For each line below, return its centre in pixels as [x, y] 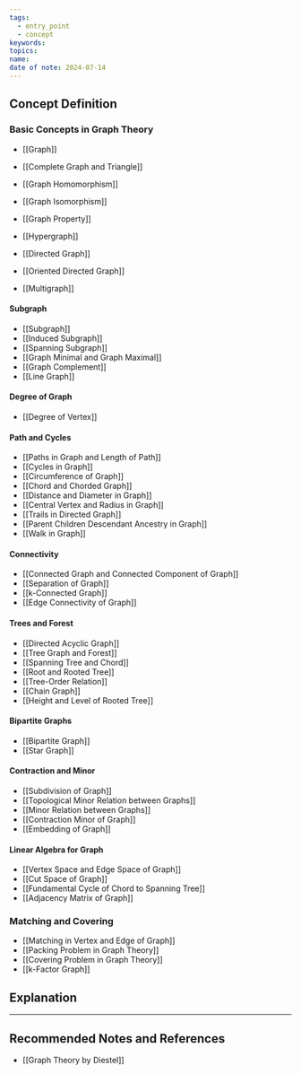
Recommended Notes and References [117, 1039]
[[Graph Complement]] [64, 367]
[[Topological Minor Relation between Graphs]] [109, 800]
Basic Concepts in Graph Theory [82, 129]
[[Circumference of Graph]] [73, 476]
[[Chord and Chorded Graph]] [77, 486]
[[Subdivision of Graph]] [67, 790]
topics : [24, 51]
